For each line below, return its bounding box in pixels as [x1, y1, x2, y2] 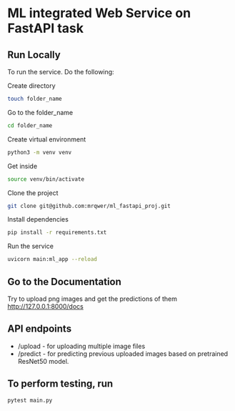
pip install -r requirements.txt [7, 229, 107, 237]
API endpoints [7, 323, 72, 335]
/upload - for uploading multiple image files [17, 342, 146, 350]
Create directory [7, 81, 56, 90]
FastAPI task [7, 20, 84, 36]
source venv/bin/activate [7, 175, 84, 183]
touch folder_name [7, 95, 62, 102]
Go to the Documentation [7, 275, 121, 287]
